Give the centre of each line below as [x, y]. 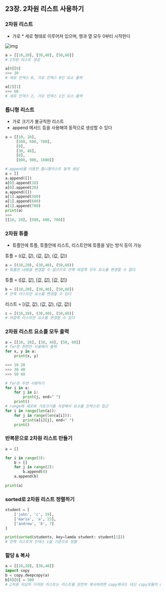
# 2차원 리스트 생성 [23, 60]
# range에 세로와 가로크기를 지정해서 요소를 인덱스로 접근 [57, 406]
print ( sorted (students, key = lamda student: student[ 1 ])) [65, 537]
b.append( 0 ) [35, 472]
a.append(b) [26, 476]
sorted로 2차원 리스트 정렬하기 [40, 499]
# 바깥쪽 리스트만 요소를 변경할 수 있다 [40, 318]
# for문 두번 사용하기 [25, 383]
